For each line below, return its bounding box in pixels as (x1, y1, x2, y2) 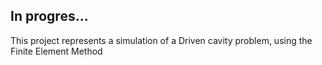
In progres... (10, 8, 89, 25)
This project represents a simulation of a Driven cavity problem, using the (10, 34, 313, 46)
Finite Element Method (10, 45, 103, 57)
